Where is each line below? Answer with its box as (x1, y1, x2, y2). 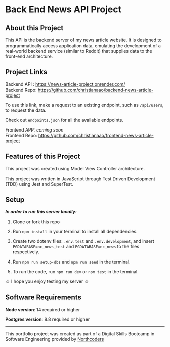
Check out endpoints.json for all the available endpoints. (5, 117, 124, 123)
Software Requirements (5, 293, 82, 301)
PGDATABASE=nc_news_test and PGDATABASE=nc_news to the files (12, 244, 140, 250)
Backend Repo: (5, 86, 37, 93)
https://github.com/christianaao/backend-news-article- (37, 86, 154, 93)
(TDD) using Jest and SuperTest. (5, 181, 73, 187)
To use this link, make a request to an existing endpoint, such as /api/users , (5, 102, 164, 108)
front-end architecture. (5, 53, 53, 59)
